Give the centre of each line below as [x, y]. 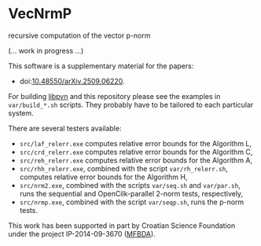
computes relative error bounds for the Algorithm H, [103, 177]
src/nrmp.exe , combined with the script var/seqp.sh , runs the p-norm [132, 202]
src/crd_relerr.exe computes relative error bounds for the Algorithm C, [136, 152]
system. [21, 113]
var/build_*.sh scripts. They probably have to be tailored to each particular [131, 105]
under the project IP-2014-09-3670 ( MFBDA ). [82, 233]
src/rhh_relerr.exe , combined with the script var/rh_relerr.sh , [123, 168]
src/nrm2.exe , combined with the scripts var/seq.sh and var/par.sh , [130, 185]
